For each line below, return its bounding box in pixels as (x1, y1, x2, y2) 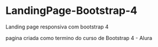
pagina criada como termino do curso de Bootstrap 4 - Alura (5, 34, 153, 41)
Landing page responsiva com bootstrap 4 (5, 23, 109, 30)
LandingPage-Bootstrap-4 (5, 4, 138, 17)
